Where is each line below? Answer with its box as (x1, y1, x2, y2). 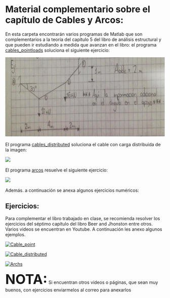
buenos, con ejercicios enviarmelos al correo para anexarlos (5, 287, 132, 293)
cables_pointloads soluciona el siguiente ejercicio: (5, 47, 110, 53)
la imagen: (5, 147, 27, 153)
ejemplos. (5, 231, 26, 237)
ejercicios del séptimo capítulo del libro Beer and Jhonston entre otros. (5, 221, 153, 227)
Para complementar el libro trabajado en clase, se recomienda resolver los (5, 215, 160, 221)
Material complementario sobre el (5, 4, 150, 15)
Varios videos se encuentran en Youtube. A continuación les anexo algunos (5, 226, 162, 232)
